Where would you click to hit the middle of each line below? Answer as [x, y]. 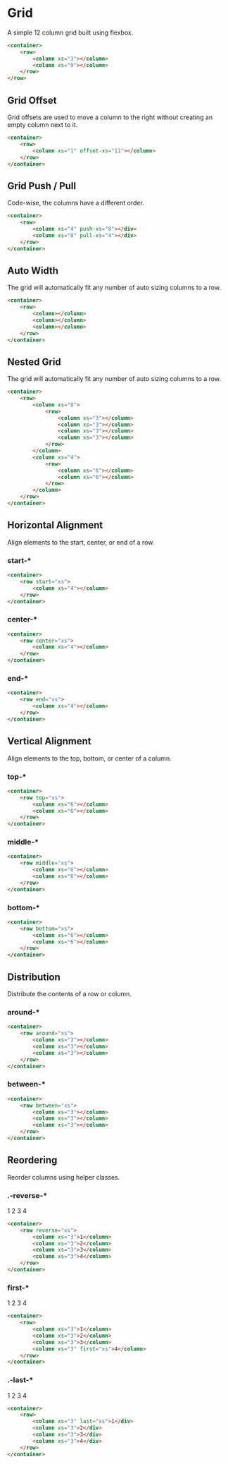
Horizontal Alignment [55, 525]
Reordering [32, 1160]
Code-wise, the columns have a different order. [76, 203]
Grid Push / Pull [42, 186]
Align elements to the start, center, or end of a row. [81, 542]
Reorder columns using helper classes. [64, 1177]
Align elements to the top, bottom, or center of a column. [89, 758]
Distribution [34, 977]
